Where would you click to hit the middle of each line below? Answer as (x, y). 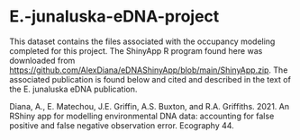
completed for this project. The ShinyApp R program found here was (136, 50)
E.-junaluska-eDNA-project (114, 17)
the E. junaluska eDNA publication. (73, 89)
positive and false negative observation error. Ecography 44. (122, 125)
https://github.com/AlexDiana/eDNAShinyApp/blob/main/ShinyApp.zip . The (149, 70)
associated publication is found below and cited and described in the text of (150, 79)
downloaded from (42, 60)
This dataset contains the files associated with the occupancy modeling (142, 41)
